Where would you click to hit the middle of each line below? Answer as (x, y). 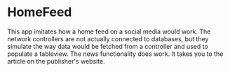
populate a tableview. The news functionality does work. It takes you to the (115, 54)
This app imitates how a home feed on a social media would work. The (109, 31)
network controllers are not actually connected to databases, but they (108, 38)
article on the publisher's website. (56, 61)
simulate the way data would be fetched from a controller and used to (108, 46)
